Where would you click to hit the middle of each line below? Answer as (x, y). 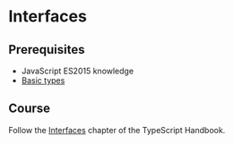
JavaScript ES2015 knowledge (78, 71)
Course (30, 109)
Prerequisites (47, 50)
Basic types (43, 80)
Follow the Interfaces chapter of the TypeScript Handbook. (117, 130)
